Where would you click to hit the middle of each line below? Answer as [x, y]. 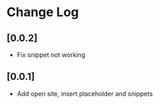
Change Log [43, 12]
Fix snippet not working [51, 55]
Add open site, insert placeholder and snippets [85, 93]
